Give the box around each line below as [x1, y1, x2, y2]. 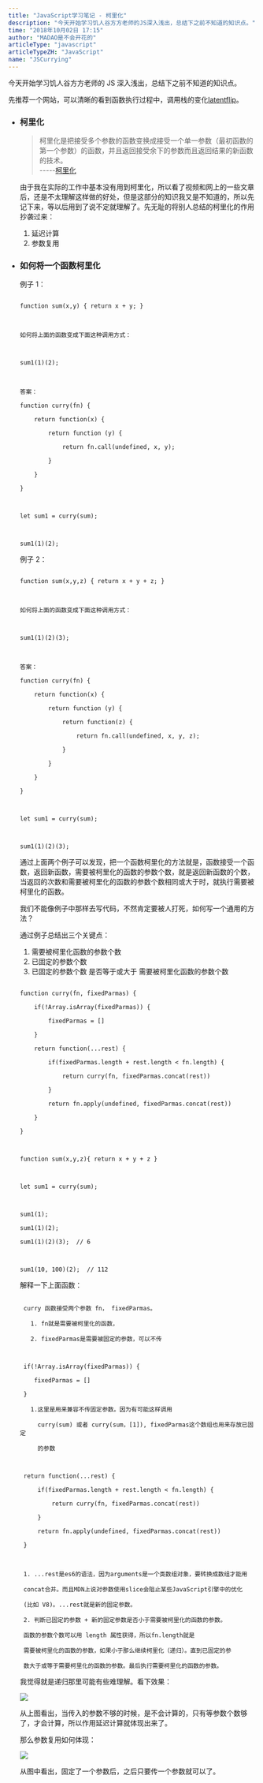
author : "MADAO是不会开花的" [8, 33, 97, 42]
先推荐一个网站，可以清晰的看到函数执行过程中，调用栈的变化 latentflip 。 [8, 95, 243, 104]
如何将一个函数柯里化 [19, 260, 101, 271]
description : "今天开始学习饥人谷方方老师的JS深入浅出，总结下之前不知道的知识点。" [8, 19, 256, 27]
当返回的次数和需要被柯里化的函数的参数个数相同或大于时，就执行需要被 [19, 877, 254, 887]
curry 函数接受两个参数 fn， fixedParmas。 [23, 1305, 157, 1313]
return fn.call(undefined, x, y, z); [76, 732, 200, 740]
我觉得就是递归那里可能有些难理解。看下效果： [19, 1677, 172, 1687]
